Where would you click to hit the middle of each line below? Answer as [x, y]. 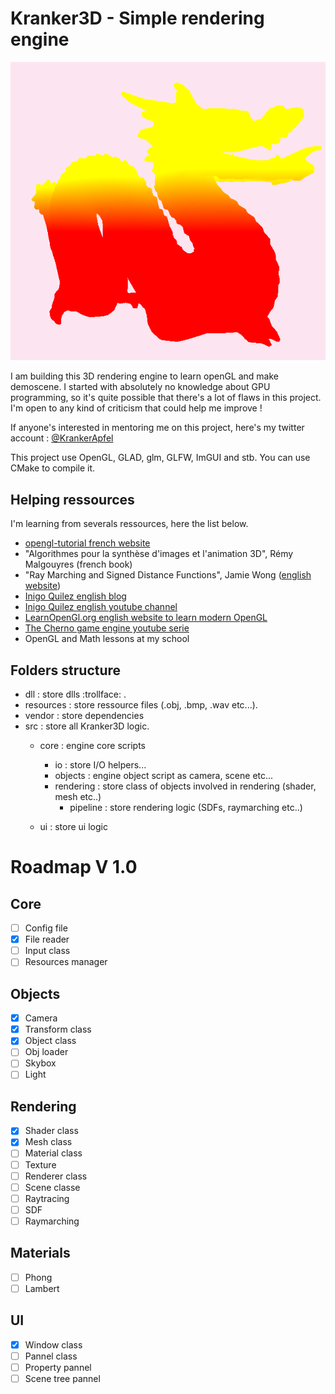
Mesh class [48, 1142]
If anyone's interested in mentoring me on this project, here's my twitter [157, 428]
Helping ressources [72, 499]
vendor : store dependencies [84, 716]
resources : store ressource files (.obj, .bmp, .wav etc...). [141, 705]
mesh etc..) [78, 797]
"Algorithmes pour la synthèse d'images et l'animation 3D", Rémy [159, 554]
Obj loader [46, 1052]
